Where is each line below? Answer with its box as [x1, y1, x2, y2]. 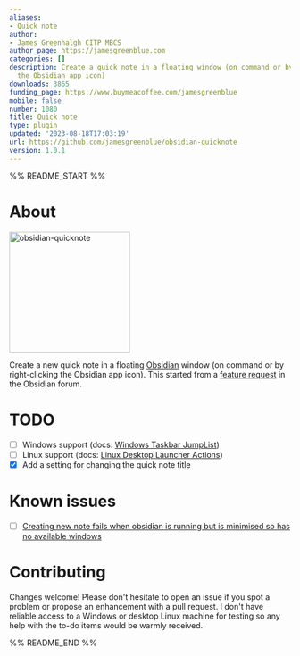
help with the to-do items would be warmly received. [9, 619, 204, 630]
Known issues [9, 491, 116, 511]
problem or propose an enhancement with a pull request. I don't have [9, 601, 264, 611]
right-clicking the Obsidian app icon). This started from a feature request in [9, 369, 286, 379]
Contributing [9, 561, 106, 582]
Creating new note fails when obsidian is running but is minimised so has [21, 520, 290, 531]
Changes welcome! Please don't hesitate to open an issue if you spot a [9, 591, 271, 602]
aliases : [9, 12, 42, 22]
